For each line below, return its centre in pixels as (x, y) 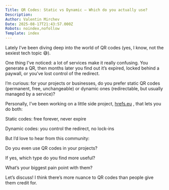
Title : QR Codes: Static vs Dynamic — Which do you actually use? (76, 10)
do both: (14, 109)
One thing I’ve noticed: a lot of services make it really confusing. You (77, 63)
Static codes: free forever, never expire (46, 119)
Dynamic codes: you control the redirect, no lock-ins (60, 129)
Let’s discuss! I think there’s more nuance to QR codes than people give (79, 177)
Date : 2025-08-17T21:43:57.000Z (39, 24)
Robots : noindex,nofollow (32, 29)
